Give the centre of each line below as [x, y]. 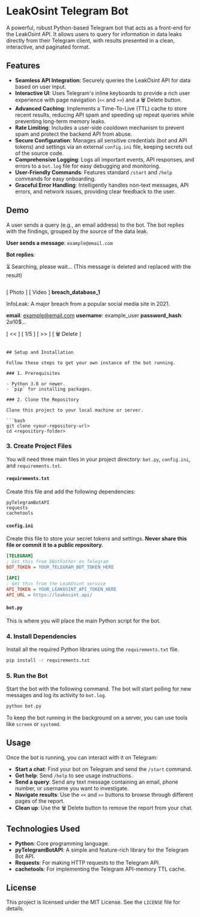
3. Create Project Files [39, 446]
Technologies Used [43, 829]
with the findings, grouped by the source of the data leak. [77, 231]
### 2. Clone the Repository [43, 400]
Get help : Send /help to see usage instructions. [74, 775]
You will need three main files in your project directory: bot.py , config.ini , [98, 459]
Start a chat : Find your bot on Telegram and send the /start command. [103, 769]
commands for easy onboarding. [55, 178]
